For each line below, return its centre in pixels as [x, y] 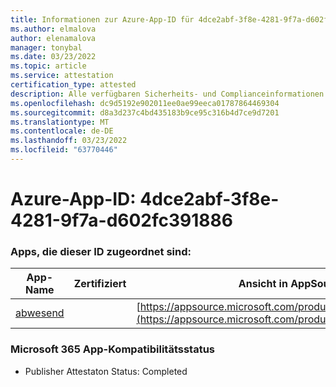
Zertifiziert [100, 284]
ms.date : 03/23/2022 [53, 57]
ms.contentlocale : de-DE [62, 131]
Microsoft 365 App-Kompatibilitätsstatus [113, 349]
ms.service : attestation [62, 76]
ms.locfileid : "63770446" [64, 150]
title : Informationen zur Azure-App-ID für [102, 19]
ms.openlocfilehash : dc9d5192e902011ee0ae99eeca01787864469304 [145, 103]
